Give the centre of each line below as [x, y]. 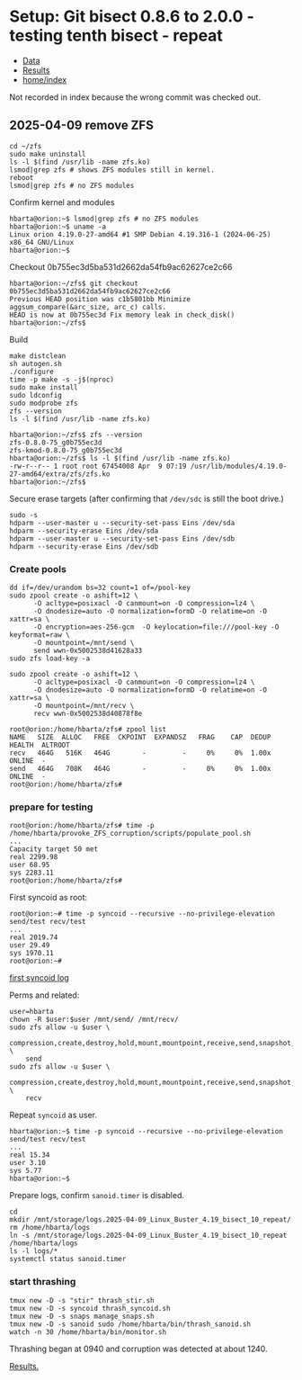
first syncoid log [39, 978]
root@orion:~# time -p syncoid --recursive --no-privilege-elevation [142, 914]
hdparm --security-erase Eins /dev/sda [84, 531]
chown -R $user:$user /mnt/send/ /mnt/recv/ [94, 1020]
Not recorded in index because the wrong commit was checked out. [135, 97]
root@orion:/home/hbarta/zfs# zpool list [88, 730]
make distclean [38, 356]
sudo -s [24, 515]
